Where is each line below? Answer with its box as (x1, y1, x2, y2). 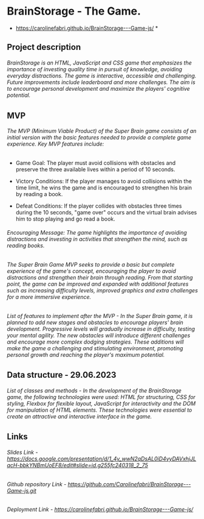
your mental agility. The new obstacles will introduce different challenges (7, 331, 191, 339)
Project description (7, 42, 81, 52)
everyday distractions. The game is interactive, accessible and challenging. (7, 72, 197, 79)
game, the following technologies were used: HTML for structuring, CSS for (7, 393, 196, 400)
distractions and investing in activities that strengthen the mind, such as (7, 236, 188, 243)
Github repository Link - (7, 480, 67, 488)
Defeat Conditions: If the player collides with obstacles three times (15, 202, 182, 210)
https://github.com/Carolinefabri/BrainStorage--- (67, 480, 191, 488)
